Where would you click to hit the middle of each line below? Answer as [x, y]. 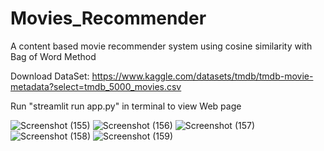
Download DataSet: [50, 76]
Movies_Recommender [108, 18]
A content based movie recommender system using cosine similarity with [161, 46]
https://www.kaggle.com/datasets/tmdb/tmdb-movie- [202, 76]
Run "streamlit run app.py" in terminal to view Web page [126, 106]
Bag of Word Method [53, 56]
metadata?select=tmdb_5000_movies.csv [96, 86]
